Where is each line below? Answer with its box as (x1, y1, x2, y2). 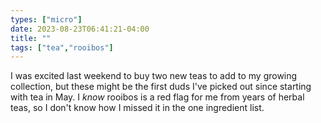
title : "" (10, 33, 52, 43)
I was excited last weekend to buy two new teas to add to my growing (10, 70, 298, 82)
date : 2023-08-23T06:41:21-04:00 (10, 24, 150, 34)
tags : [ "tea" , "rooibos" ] (10, 42, 114, 53)
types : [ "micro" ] (10, 14, 83, 25)
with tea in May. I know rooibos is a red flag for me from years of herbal (10, 91, 305, 103)
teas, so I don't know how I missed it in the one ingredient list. (10, 102, 265, 114)
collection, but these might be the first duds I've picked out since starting (10, 81, 312, 93)
